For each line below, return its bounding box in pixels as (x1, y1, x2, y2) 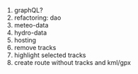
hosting (13, 36, 37, 44)
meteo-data (13, 21, 49, 29)
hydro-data (13, 28, 47, 37)
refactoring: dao (13, 13, 62, 22)
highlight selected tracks (13, 51, 86, 59)
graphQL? (13, 6, 44, 14)
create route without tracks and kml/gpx (13, 58, 131, 66)
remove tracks (13, 44, 57, 51)
